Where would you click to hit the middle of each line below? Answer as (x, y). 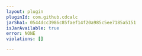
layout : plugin (25, 11)
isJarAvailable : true (33, 28)
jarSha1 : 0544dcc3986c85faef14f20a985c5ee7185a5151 (71, 22)
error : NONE (21, 34)
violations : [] (25, 39)
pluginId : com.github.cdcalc (42, 17)
